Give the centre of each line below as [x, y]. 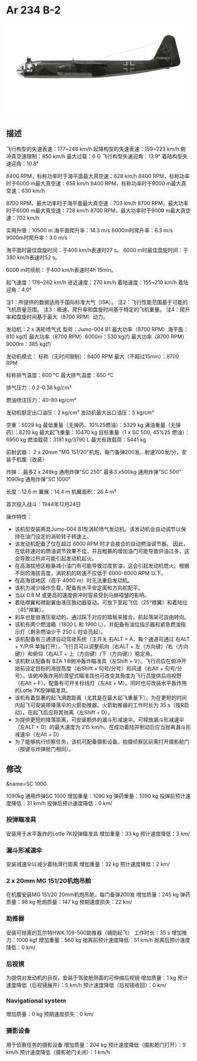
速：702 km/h [23, 218]
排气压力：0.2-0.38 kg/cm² [39, 387]
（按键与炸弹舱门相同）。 [44, 749]
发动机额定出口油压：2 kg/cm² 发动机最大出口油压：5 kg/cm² [80, 412]
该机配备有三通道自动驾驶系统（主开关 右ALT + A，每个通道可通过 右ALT [102, 639]
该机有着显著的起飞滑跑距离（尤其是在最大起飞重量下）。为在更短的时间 [101, 697]
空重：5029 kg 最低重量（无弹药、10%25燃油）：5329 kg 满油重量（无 [91, 425]
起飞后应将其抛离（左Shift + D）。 [73, 712]
